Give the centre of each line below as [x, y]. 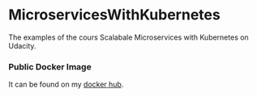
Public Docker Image [50, 66]
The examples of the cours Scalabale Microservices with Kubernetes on [128, 37]
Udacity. [22, 45]
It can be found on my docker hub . [66, 84]
